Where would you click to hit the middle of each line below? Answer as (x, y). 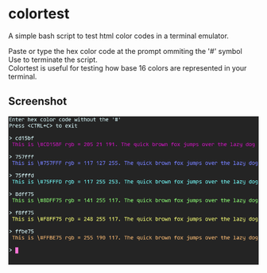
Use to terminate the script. (53, 60)
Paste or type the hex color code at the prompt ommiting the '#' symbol (125, 51)
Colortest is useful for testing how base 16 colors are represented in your (128, 67)
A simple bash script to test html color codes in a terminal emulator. (118, 36)
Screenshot (38, 101)
